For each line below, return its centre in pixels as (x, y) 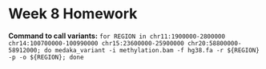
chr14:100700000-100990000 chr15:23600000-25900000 (96, 43)
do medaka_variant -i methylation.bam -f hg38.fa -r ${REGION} (152, 50)
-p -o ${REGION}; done (46, 57)
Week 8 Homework (73, 14)
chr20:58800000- (214, 43)
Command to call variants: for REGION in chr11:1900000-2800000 (117, 36)
